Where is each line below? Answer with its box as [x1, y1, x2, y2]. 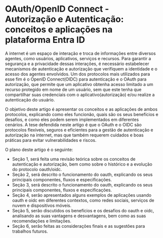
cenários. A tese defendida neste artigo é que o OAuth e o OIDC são [5, 121, 142, 127]
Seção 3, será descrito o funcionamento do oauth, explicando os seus [12, 182, 153, 187]
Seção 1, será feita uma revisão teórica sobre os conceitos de [12, 156, 136, 162]
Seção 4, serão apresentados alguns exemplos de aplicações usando [12, 192, 152, 198]
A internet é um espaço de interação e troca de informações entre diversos [5, 50, 156, 56]
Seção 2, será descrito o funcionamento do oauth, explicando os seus [12, 171, 153, 177]
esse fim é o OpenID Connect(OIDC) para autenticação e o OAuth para [5, 76, 147, 82]
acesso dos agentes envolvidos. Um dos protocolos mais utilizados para [5, 71, 150, 77]
